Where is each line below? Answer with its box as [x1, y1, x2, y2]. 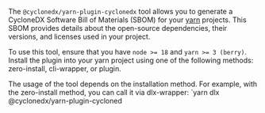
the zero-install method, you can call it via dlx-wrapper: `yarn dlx [8, 88, 220, 97]
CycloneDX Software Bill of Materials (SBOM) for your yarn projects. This [8, 15, 248, 24]
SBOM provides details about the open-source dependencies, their [8, 24, 228, 32]
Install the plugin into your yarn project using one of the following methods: [8, 55, 254, 65]
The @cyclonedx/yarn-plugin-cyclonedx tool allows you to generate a [8, 7, 233, 16]
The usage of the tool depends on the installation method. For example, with [8, 79, 258, 89]
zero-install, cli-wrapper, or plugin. [8, 64, 121, 73]
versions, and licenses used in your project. [8, 32, 151, 41]
